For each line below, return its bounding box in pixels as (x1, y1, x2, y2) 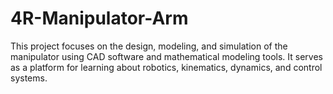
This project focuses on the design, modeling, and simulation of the (10, 40, 288, 52)
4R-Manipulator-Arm (10, 7, 189, 30)
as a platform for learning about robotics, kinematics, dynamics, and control (10, 61, 323, 73)
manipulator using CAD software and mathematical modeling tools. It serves (10, 50, 324, 62)
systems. (10, 72, 48, 84)
